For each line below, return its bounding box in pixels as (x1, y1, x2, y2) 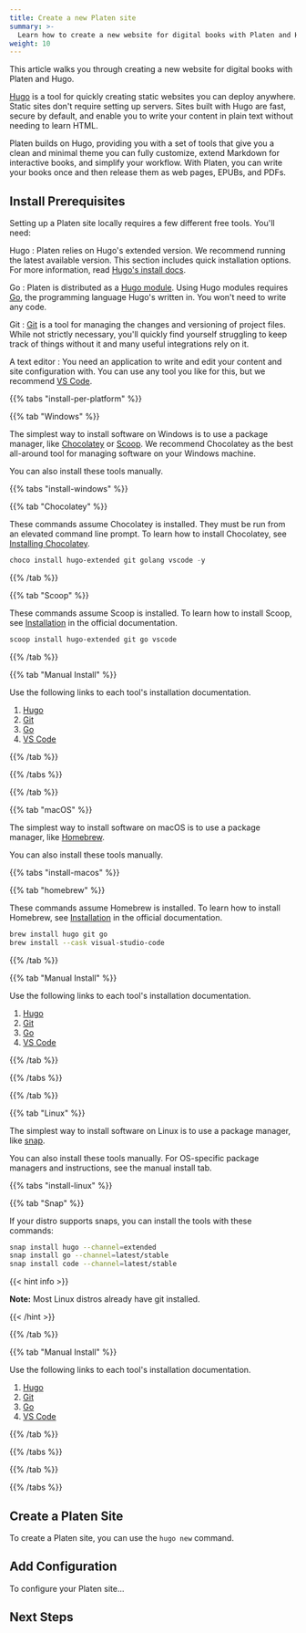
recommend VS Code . (9, 376, 93, 387)
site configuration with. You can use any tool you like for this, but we (9, 366, 266, 377)
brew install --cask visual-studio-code (9, 938, 166, 947)
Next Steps (9, 1609, 74, 1625)
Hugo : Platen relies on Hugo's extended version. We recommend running (9, 245, 286, 256)
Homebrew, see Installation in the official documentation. (9, 911, 223, 922)
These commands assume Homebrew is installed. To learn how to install (9, 902, 280, 913)
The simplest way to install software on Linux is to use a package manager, (9, 1125, 291, 1136)
